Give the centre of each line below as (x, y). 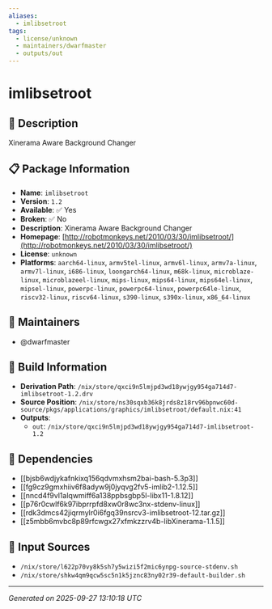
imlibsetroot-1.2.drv (56, 394)
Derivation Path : (48, 387)
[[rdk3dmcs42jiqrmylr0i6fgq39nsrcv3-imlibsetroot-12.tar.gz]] (123, 513)
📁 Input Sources (49, 547)
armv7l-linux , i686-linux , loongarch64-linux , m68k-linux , (116, 271)
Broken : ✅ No (43, 218)
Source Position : (48, 402)
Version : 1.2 (41, 201)
